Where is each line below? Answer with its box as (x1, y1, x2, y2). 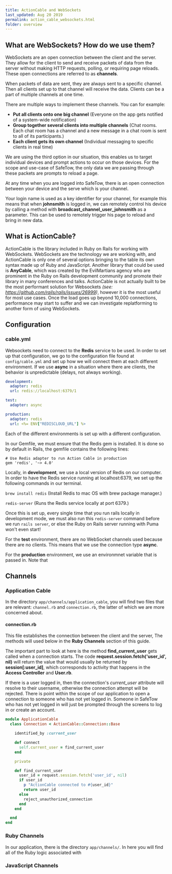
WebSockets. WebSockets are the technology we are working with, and (5, 251, 156, 257)
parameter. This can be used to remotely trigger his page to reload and (5, 212, 155, 218)
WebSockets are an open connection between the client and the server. (5, 54, 157, 60)
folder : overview (5, 22, 42, 27)
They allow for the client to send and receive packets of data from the (5, 60, 153, 66)
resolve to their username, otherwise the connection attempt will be (5, 685, 148, 691)
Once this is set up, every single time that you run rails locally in (5, 510, 140, 516)
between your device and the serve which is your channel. (5, 185, 129, 192)
